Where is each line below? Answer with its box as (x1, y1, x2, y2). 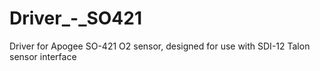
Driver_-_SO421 (9, 7, 143, 30)
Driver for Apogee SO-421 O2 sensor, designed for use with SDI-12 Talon (9, 40, 311, 52)
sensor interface (9, 50, 77, 62)
